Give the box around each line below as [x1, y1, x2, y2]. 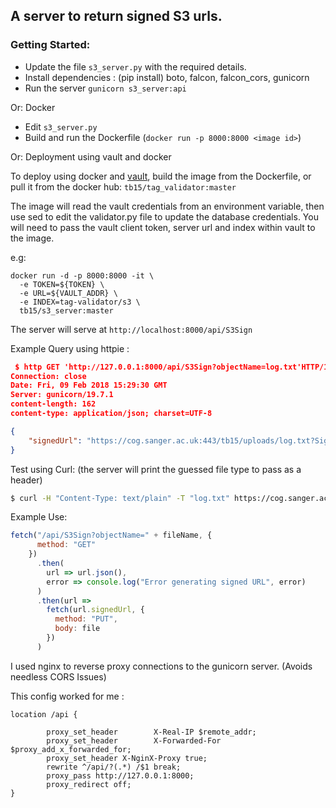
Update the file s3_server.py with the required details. [24, 60, 247, 73]
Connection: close [10, 371, 87, 381]
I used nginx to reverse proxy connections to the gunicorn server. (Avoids [10, 660, 313, 672]
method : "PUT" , [54, 614, 118, 624]
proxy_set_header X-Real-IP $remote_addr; [46, 727, 257, 737]
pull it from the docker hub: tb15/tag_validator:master [10, 180, 237, 193]
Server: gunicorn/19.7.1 [10, 390, 114, 400]
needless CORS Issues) [10, 670, 107, 683]
